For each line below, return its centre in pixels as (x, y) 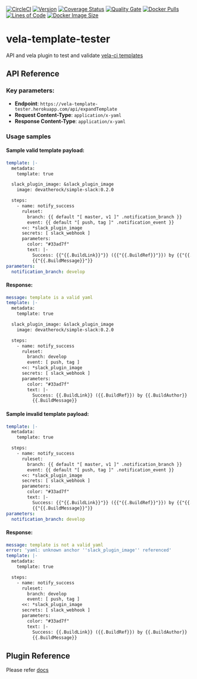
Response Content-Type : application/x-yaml (70, 121)
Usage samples (28, 137)
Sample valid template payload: (45, 151)
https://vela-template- (69, 104)
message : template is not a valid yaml (55, 545)
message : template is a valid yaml (50, 297)
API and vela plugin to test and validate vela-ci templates (75, 55)
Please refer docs (27, 670)
